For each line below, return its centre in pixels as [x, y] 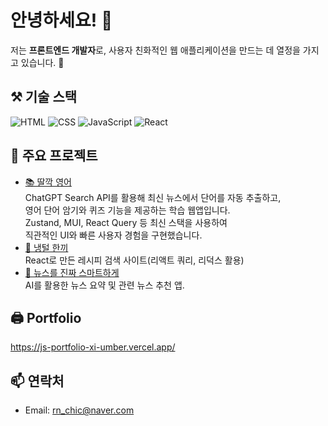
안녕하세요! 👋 [61, 20]
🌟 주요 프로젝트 [54, 156]
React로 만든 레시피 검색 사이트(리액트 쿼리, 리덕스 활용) [134, 260]
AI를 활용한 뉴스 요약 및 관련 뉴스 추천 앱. [104, 285]
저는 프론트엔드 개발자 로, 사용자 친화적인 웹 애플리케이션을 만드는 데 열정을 [155, 50]
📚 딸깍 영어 [48, 182]
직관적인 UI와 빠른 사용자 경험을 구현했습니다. [113, 235]
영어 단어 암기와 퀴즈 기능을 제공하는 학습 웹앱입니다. [127, 210]
